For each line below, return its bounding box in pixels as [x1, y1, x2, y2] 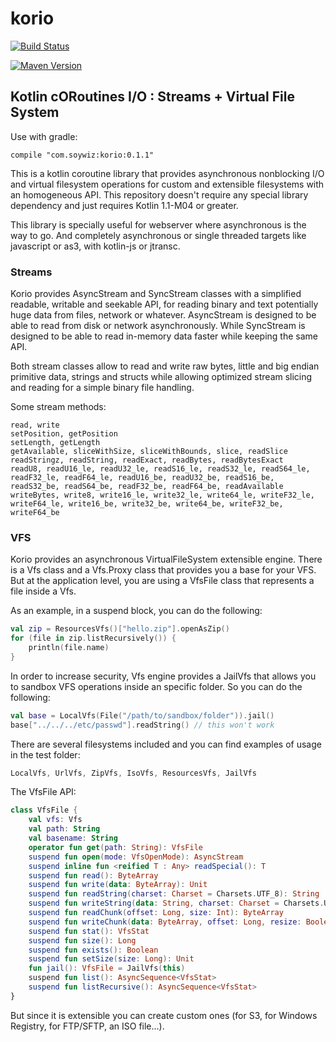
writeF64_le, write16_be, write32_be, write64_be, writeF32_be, [10, 499, 284, 509]
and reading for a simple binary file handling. [10, 382, 195, 394]
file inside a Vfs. [10, 585, 77, 597]
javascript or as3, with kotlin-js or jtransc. [10, 240, 181, 252]
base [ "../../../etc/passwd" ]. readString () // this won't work [10, 720, 275, 730]
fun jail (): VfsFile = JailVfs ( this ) [28, 963, 186, 974]
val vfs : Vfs [28, 815, 83, 825]
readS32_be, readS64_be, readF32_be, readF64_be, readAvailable [10, 482, 284, 492]
